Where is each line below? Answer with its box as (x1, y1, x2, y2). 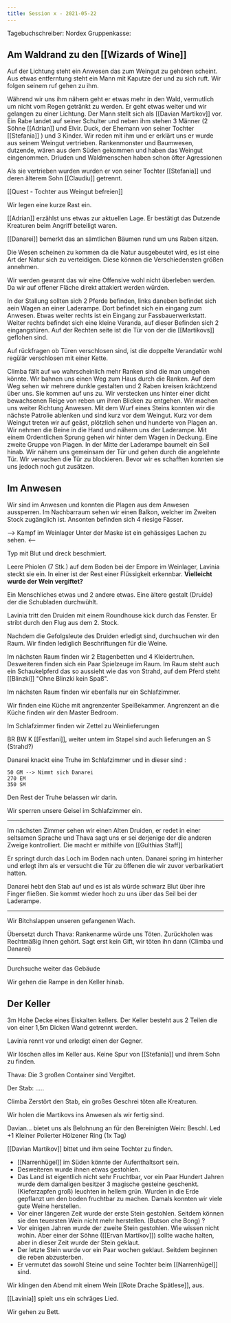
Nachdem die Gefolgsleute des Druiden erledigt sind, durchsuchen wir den (7, 632, 219, 640)
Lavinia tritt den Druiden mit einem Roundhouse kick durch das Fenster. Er (7, 611, 217, 620)
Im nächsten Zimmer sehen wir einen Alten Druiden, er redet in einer (7, 827, 201, 835)
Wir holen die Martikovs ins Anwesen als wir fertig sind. (7, 1111, 164, 1119)
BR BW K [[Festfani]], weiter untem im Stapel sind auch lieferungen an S (7, 735, 211, 743)
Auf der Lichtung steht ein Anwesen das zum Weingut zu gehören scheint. (7, 67, 218, 76)
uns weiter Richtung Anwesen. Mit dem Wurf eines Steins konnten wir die (7, 404, 215, 412)
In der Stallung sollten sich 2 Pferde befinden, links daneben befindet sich (7, 297, 217, 305)
